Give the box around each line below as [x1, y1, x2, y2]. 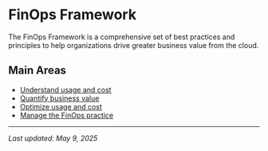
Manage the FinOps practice [19, 110, 114, 120]
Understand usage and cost [19, 85, 112, 94]
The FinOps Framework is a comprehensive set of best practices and [8, 32, 235, 42]
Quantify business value [19, 93, 100, 103]
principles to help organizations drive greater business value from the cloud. [8, 40, 259, 50]
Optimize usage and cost [19, 101, 102, 111]
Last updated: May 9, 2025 [8, 133, 98, 143]
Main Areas [8, 64, 66, 77]
